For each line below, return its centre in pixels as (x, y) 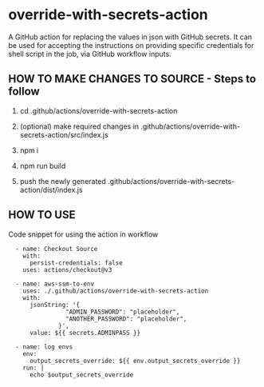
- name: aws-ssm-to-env (55, 284)
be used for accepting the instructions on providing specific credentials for (131, 45)
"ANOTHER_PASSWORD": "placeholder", (126, 319)
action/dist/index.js (51, 190)
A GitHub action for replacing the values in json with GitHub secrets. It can (130, 37)
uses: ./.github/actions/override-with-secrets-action (116, 291)
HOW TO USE (42, 215)
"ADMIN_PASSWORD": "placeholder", (122, 312)
